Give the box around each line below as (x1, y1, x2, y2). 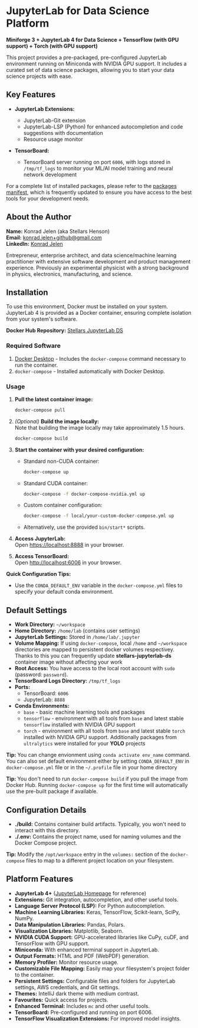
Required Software (6, 342, 61, 350)
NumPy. (14, 915, 34, 922)
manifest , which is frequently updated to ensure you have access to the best (6, 189, 192, 196)
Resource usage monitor (23, 136, 84, 143)
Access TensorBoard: (14, 553, 70, 560)
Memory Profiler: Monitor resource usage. (14, 958, 119, 966)
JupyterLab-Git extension (23, 117, 86, 124)
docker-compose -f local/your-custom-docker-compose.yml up (23, 513, 174, 519)
